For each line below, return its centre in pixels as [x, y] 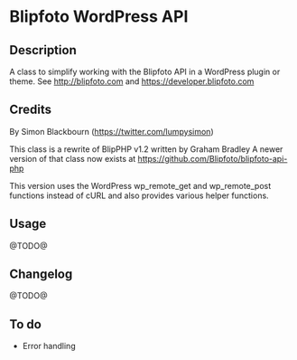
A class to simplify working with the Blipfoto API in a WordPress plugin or [145, 71]
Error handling [49, 346]
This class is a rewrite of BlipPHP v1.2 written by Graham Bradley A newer [146, 149]
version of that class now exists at [73, 158]
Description [43, 50]
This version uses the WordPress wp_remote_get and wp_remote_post [140, 185]
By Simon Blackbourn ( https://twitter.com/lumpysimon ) [111, 131]
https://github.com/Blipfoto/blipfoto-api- [213, 158]
